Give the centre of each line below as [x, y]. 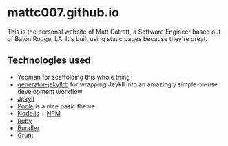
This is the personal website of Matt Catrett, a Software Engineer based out [114, 32]
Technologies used [49, 61]
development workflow [50, 91]
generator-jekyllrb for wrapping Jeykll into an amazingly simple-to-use [117, 84]
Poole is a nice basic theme [56, 106]
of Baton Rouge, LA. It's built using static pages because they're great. [107, 38]
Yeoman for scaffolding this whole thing [74, 77]
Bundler [28, 127]
